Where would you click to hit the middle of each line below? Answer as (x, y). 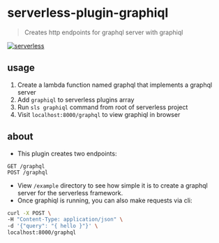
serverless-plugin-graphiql (88, 13)
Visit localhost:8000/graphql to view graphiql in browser (99, 114)
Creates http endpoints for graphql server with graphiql (104, 32)
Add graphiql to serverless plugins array (76, 99)
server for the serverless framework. (70, 193)
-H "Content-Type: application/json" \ (65, 220)
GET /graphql (26, 166)
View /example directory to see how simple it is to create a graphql (112, 185)
